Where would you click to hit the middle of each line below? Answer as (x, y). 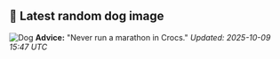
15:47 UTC (28, 47)
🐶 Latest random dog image (87, 16)
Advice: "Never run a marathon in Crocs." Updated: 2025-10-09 (153, 37)
